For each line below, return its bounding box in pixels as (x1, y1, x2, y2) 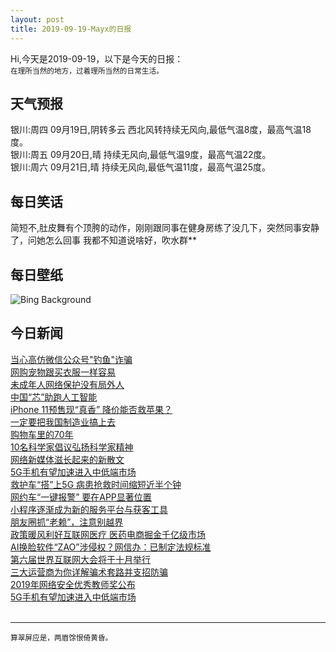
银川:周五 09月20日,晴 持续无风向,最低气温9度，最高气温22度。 (10, 149, 272, 161)
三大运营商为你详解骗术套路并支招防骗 (10, 566, 168, 578)
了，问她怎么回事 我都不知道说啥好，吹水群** (10, 234, 197, 246)
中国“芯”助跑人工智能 (10, 391, 98, 403)
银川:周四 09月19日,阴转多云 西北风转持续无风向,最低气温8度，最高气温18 (10, 124, 312, 136)
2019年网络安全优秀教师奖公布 (10, 578, 136, 590)
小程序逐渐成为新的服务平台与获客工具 (10, 503, 168, 515)
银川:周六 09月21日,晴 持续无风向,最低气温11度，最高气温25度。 (10, 161, 271, 173)
